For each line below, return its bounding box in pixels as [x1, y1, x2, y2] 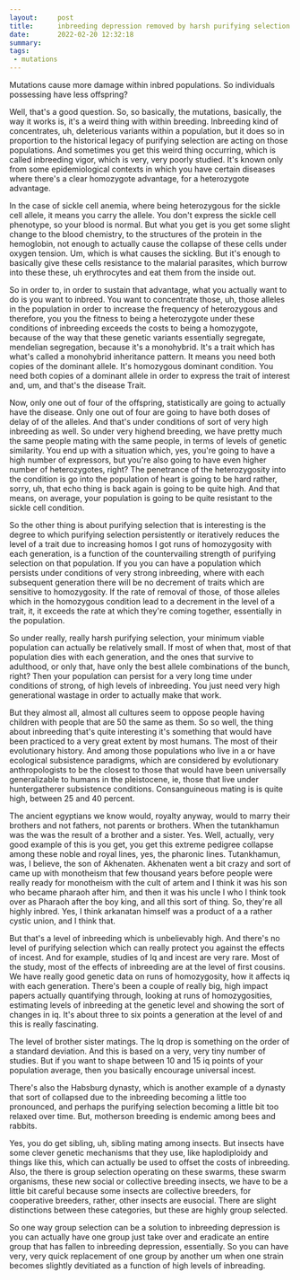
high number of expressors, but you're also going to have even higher [9, 455, 267, 465]
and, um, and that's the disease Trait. [9, 380, 146, 391]
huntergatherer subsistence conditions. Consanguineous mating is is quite [9, 783, 284, 794]
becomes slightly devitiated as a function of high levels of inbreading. [9, 1260, 266, 1271]
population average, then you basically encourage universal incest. [9, 1065, 257, 1075]
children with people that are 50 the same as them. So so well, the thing [9, 717, 274, 728]
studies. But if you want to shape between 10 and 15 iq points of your [9, 1055, 264, 1065]
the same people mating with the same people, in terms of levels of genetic [9, 436, 287, 446]
